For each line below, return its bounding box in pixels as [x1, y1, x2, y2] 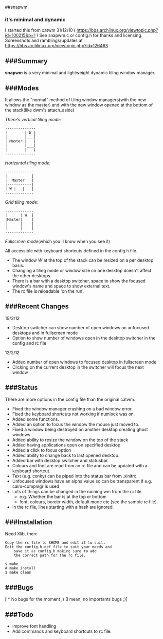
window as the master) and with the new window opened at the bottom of [5, 102, 153, 107]
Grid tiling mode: [5, 199, 38, 205]
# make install [5, 566, 36, 571]
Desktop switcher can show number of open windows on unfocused [12, 324, 149, 330]
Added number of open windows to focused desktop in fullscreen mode [12, 359, 157, 365]
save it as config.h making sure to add [14, 549, 97, 554]
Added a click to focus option [12, 447, 72, 453]
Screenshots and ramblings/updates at [5, 37, 83, 43]
